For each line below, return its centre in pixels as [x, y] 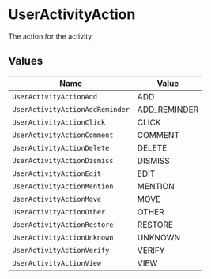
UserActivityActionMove [57, 199]
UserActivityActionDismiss [63, 160]
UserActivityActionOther [59, 212]
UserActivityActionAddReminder [71, 109]
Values [26, 61]
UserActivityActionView [57, 263]
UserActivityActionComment [63, 135]
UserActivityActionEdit [57, 173]
